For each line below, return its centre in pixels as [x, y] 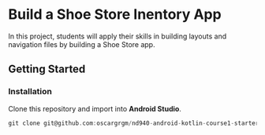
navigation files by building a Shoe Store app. [82, 44]
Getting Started [47, 69]
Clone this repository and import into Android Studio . [95, 108]
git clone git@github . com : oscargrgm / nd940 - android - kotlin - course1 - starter [134, 123]
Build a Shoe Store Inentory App [115, 15]
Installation [30, 92]
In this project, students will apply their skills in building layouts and [118, 36]
